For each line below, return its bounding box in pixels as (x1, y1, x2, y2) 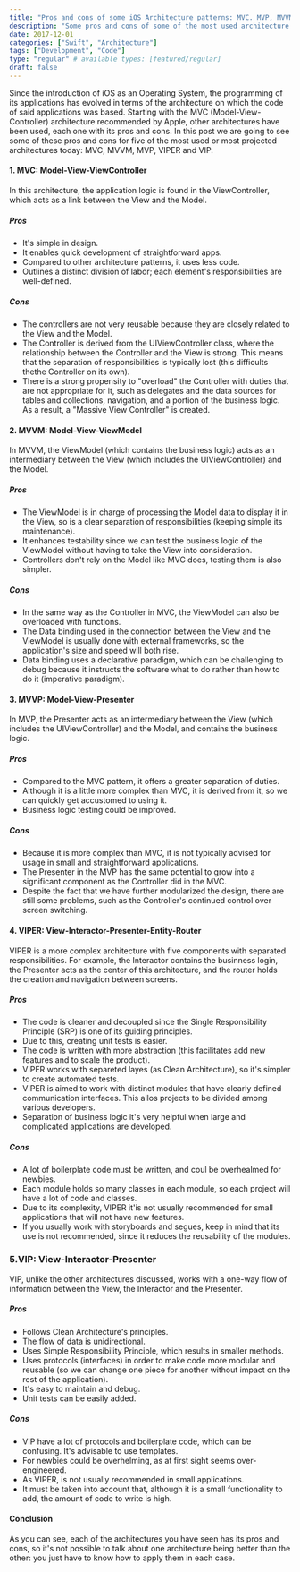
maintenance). (21, 525, 76, 537)
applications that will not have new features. (21, 1212, 185, 1223)
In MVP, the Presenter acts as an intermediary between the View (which (9, 713, 274, 725)
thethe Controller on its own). (21, 366, 130, 377)
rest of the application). (21, 1373, 109, 1384)
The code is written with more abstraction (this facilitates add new (21, 1045, 266, 1056)
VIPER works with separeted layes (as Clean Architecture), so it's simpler (21, 1064, 291, 1075)
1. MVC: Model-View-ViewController (9, 165, 147, 175)
